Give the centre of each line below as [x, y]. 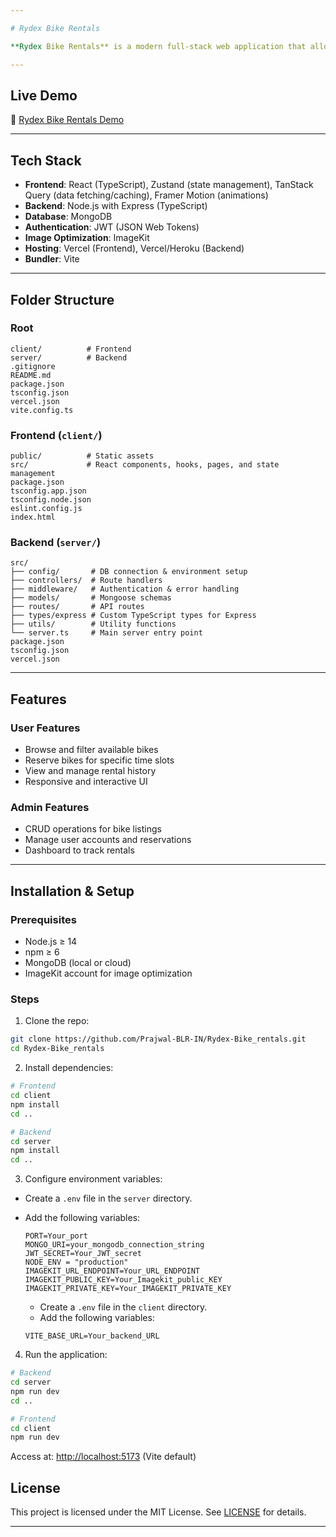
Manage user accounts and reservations [108, 840]
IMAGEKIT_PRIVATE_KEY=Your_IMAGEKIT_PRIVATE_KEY [128, 1289]
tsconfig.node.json [51, 500]
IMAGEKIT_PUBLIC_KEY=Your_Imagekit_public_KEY [123, 1280]
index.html [33, 517]
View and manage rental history [90, 771]
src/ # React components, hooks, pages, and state [145, 465]
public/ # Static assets [82, 456]
